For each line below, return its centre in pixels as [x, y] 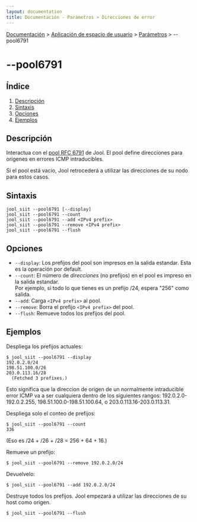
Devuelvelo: [21, 474]
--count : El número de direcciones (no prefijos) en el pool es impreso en [103, 275]
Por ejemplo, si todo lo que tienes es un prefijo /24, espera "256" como [102, 288]
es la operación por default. [48, 269]
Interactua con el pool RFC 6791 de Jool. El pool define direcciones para [94, 153]
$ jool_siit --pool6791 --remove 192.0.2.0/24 [65, 463]
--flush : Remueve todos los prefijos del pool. [70, 313]
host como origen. [28, 502]
